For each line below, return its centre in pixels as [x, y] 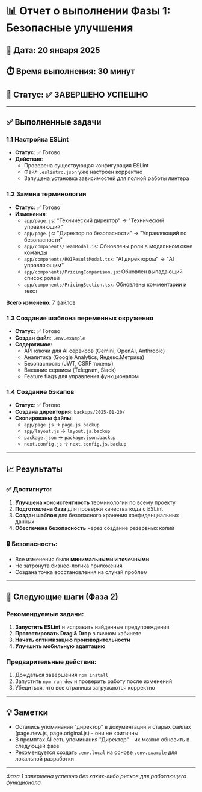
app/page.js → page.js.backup [62, 425]
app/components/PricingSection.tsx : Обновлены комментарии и [105, 284]
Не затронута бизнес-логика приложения [69, 566]
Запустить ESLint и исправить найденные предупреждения [92, 627]
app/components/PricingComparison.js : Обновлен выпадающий [103, 272]
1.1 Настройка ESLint [38, 140]
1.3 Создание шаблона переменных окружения [80, 318]
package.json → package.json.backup [70, 437]
